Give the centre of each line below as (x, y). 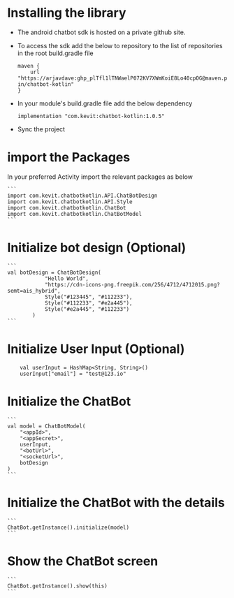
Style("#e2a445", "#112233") (87, 309)
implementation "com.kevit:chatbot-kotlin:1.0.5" (91, 116)
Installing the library (67, 13)
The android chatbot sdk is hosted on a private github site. (101, 32)
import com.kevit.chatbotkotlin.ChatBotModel (74, 214)
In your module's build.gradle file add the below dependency (105, 103)
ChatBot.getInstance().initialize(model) (68, 527)
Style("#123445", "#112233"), (88, 297)
